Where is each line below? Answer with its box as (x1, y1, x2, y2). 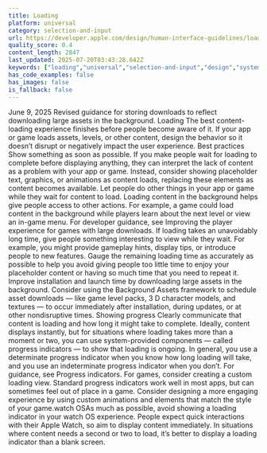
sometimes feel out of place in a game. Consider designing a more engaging (8, 387, 258, 396)
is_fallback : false (8, 85, 73, 94)
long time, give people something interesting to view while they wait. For (8, 234, 245, 244)
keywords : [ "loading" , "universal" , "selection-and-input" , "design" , (8, 64, 237, 72)
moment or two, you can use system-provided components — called (8, 336, 233, 346)
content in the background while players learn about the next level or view (8, 209, 251, 219)
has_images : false (8, 78, 69, 86)
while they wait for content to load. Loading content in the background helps (8, 192, 258, 201)
